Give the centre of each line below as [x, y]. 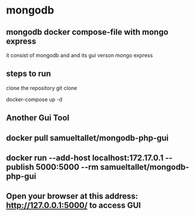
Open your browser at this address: [72, 196]
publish [20, 167]
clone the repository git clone [42, 88]
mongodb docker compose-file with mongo [87, 32]
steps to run [28, 74]
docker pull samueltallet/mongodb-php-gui [88, 138]
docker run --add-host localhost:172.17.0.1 [85, 157]
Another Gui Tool [38, 118]
